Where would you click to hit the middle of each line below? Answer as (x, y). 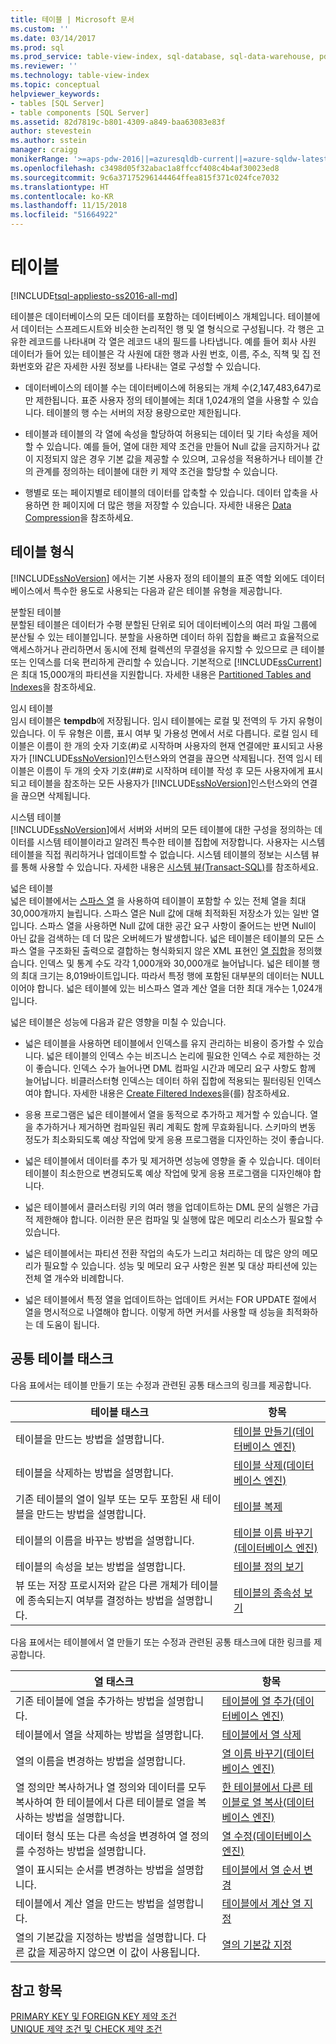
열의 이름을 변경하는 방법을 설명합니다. (100, 1761)
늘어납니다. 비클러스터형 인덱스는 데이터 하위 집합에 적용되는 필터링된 (159, 1080)
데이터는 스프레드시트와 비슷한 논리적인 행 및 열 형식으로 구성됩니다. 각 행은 (167, 328)
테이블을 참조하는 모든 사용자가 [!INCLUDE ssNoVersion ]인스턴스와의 (164, 783)
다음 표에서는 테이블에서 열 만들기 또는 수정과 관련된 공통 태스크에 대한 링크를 (161, 1642)
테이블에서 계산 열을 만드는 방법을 (90, 1903)
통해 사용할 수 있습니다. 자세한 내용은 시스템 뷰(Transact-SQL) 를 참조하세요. (169, 867)
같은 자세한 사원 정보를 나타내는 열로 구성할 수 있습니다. (153, 366)
